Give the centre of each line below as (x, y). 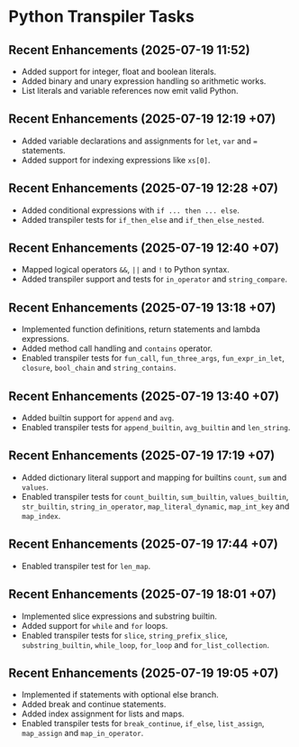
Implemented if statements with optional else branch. (120, 695)
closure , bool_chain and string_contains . (99, 368)
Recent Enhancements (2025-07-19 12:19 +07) (142, 119)
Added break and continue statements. (94, 705)
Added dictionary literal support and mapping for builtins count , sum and (154, 477)
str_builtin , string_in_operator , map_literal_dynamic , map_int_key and (155, 506)
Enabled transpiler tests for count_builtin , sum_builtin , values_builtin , (155, 496)
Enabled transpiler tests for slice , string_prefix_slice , (125, 635)
